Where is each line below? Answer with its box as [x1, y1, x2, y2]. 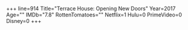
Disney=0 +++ [6, 18, 42, 24]
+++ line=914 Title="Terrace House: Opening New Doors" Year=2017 [6, 5, 176, 12]
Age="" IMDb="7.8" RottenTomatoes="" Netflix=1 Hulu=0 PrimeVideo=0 [6, 11, 183, 18]
